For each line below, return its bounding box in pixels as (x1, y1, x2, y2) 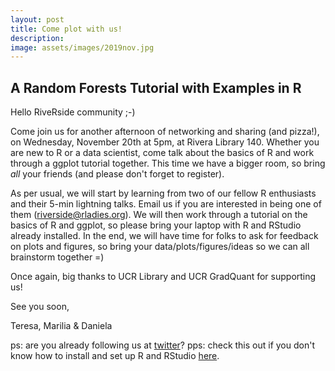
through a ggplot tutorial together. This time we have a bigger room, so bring (10, 157, 326, 170)
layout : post (10, 14, 65, 25)
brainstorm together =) (10, 251, 105, 263)
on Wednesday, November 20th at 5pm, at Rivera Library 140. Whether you (10, 136, 320, 148)
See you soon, (10, 301, 70, 313)
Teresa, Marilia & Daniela (10, 320, 113, 332)
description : (10, 33, 65, 43)
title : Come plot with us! (10, 24, 123, 34)
